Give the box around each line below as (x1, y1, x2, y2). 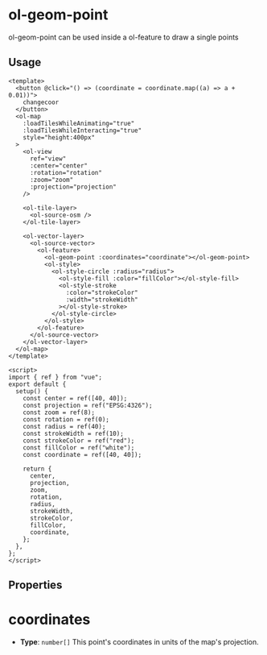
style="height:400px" (23, 133, 95, 142)
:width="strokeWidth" (65, 296, 138, 304)
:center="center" (29, 161, 88, 170)
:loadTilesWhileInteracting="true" (23, 126, 142, 135)
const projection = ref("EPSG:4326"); (23, 401, 153, 409)
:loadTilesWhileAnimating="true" (23, 119, 135, 127)
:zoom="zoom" (29, 176, 74, 184)
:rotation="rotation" (29, 168, 103, 176)
